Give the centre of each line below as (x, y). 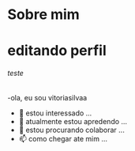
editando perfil (57, 51)
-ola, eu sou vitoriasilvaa (47, 97)
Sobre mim (43, 15)
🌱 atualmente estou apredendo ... (73, 121)
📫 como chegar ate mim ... (63, 138)
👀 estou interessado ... (55, 113)
